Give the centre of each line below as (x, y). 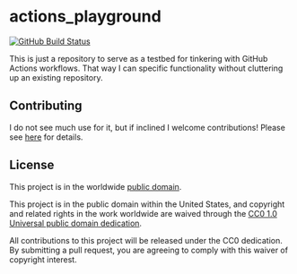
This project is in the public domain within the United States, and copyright (147, 204)
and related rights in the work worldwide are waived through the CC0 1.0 (144, 213)
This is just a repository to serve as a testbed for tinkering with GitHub (139, 58)
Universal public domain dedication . (75, 223)
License (32, 165)
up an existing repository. (56, 77)
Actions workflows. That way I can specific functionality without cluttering (146, 68)
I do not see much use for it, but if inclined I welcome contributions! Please (147, 127)
